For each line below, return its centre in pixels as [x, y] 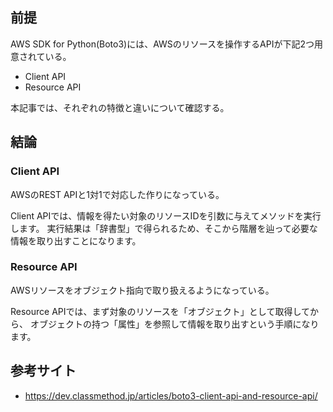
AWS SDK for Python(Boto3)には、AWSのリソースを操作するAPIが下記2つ [162, 44]
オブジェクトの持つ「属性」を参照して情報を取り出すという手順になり [174, 324]
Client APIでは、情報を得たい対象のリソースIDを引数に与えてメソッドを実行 [166, 215]
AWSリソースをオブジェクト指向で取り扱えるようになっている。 [142, 290]
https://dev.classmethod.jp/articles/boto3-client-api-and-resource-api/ [171, 395]
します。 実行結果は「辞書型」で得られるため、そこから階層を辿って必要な [164, 228]
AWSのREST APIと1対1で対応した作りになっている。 [117, 194]
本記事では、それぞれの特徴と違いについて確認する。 [120, 107]
